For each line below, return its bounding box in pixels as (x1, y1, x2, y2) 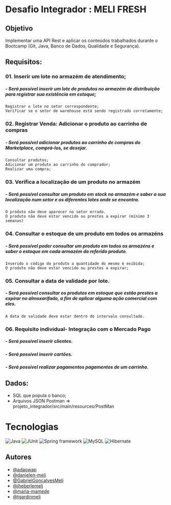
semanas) (5, 218, 24, 223)
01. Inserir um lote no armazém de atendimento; (5, 73, 126, 80)
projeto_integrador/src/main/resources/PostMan (12, 403, 115, 409)
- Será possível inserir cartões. (5, 351, 72, 357)
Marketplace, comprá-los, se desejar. (5, 145, 88, 151)
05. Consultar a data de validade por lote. (5, 277, 110, 284)
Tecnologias (5, 421, 59, 433)
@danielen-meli (12, 472, 46, 478)
